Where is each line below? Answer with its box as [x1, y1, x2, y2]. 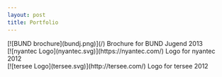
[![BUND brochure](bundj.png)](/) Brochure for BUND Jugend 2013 [7, 39, 204, 47]
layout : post [7, 11, 46, 18]
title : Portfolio [7, 18, 59, 26]
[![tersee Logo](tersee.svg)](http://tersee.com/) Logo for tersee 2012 [7, 61, 209, 70]
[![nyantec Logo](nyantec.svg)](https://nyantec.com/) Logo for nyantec [7, 47, 216, 55]
